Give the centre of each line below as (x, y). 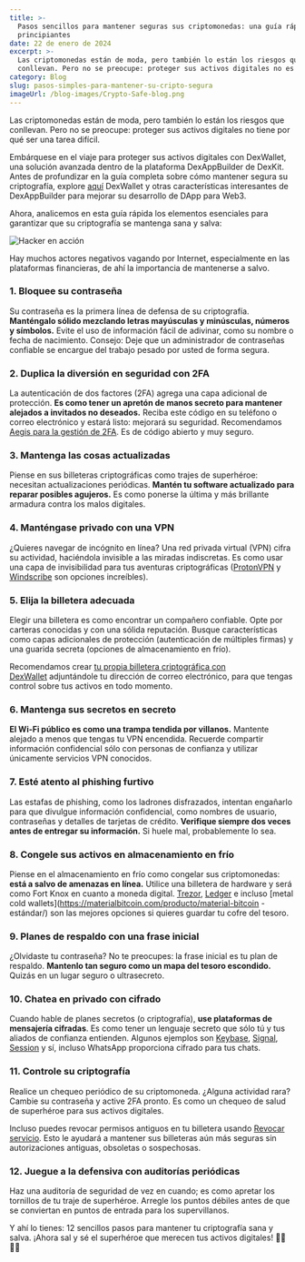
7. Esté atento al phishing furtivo (82, 782)
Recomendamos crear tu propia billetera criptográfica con (118, 666)
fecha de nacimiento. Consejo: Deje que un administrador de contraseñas (147, 340)
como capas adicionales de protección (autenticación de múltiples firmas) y (151, 639)
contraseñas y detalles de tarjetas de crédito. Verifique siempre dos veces (150, 821)
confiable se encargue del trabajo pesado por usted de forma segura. (139, 349)
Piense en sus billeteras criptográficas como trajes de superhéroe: (134, 475)
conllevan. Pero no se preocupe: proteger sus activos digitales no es (156, 69)
